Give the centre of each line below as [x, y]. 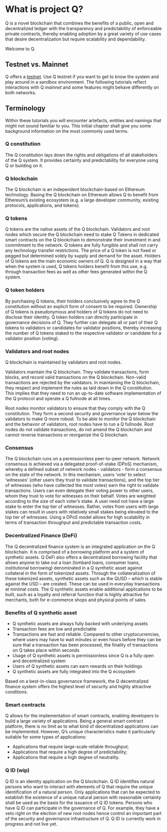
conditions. [17, 692]
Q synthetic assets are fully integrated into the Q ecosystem [74, 671]
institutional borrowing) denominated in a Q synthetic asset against [74, 568]
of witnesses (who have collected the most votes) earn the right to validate [82, 485]
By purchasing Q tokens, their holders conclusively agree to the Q [73, 301]
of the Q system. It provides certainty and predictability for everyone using [82, 160]
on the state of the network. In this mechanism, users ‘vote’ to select [76, 475]
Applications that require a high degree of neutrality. [66, 757]
